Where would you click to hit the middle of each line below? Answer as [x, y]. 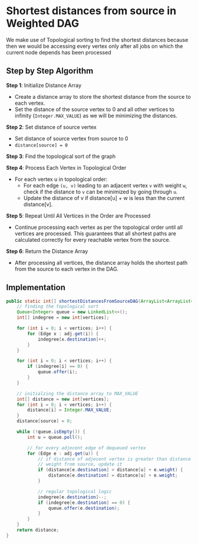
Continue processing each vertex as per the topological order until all [98, 227]
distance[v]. [38, 204]
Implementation [36, 288]
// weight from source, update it [80, 464]
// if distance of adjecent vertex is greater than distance [114, 459]
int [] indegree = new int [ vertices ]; [63, 318]
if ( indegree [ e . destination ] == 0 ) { [84, 503]
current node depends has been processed [59, 52]
